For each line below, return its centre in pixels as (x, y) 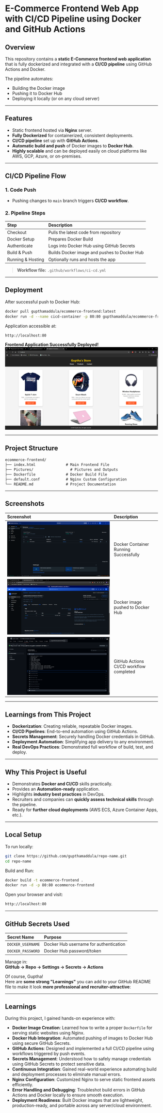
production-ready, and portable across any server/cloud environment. (82, 1106)
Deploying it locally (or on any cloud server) (56, 99)
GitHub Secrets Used (37, 924)
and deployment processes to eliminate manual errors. (66, 1074)
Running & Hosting (26, 259)
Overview (20, 47)
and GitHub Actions (45, 29)
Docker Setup (21, 239)
